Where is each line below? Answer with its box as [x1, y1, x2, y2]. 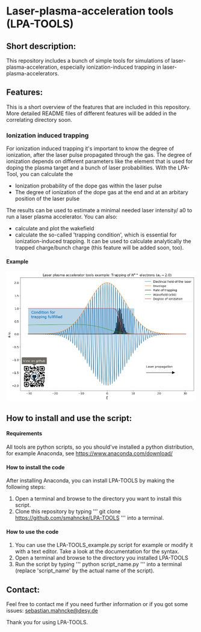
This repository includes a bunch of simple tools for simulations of [6, 57, 170, 64]
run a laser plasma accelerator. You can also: [6, 213, 118, 221]
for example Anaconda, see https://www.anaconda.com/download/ [6, 449, 173, 457]
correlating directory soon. [6, 116, 72, 123]
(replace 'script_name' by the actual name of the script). [14, 567, 155, 574]
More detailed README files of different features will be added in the [6, 110, 177, 117]
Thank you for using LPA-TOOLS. [6, 619, 88, 626]
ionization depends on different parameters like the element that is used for [6, 158, 193, 165]
